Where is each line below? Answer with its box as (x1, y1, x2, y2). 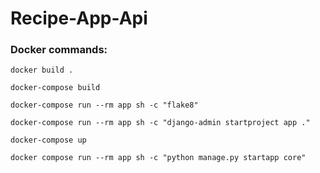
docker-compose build (10, 83, 101, 93)
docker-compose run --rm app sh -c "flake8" (10, 100, 199, 111)
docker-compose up (10, 135, 87, 146)
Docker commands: (10, 43, 108, 57)
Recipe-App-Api (10, 7, 148, 30)
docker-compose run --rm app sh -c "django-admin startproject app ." (10, 118, 311, 128)
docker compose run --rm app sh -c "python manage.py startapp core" (10, 153, 307, 163)
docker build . (10, 65, 74, 76)
